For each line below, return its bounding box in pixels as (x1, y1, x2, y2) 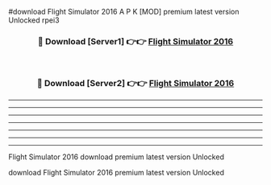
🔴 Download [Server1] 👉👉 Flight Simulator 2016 (37, 35, 234, 47)
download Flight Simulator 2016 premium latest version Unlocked (8, 167, 224, 177)
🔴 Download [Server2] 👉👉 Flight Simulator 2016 (36, 78, 235, 89)
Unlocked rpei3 (8, 15, 60, 25)
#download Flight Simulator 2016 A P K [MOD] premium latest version (8, 7, 240, 16)
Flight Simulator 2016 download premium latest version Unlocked (8, 152, 224, 162)
